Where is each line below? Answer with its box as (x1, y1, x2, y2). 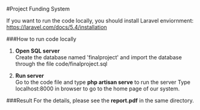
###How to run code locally (6, 35, 76, 42)
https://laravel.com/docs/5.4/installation (6, 24, 107, 31)
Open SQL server (15, 47, 60, 54)
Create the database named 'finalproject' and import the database (15, 54, 182, 61)
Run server (15, 72, 45, 79)
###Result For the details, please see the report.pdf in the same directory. (6, 97, 194, 104)
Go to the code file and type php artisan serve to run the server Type (15, 79, 191, 86)
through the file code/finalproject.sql (15, 61, 108, 67)
